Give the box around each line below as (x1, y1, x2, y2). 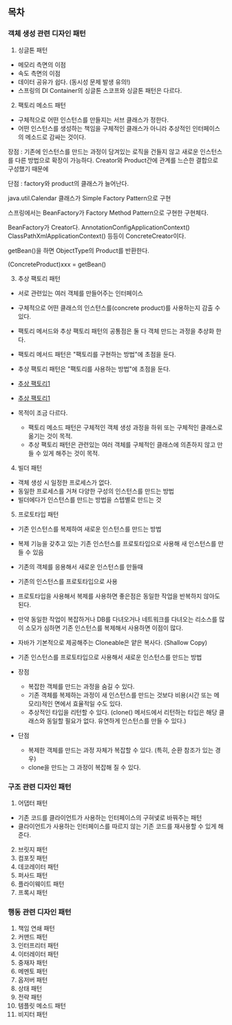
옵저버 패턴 (17, 976, 48, 984)
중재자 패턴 (17, 959, 48, 967)
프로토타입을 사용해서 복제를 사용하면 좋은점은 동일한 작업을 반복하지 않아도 (17, 591, 221, 600)
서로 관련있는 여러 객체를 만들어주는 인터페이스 (17, 288, 143, 297)
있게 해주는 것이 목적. (43, 449, 100, 457)
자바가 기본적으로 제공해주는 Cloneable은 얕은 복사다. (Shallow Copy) (17, 638, 208, 646)
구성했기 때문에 (8, 165, 49, 173)
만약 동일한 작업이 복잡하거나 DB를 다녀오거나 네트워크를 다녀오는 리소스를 (17, 615, 218, 623)
